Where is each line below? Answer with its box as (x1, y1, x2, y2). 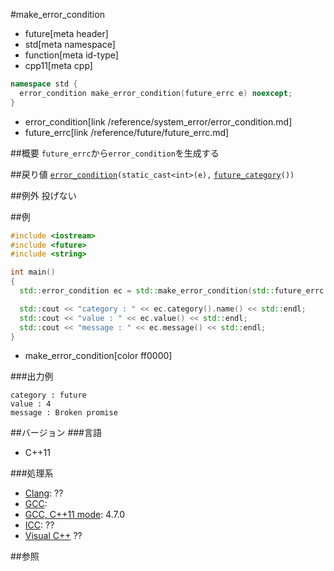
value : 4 (10, 399, 52, 409)
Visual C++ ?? (24, 530, 83, 542)
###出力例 (10, 370, 54, 383)
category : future (10, 390, 87, 401)
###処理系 (10, 467, 54, 479)
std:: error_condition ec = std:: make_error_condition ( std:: (19, 286, 275, 296)
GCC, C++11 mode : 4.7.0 (24, 509, 126, 521)
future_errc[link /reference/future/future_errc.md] (24, 126, 230, 138)
